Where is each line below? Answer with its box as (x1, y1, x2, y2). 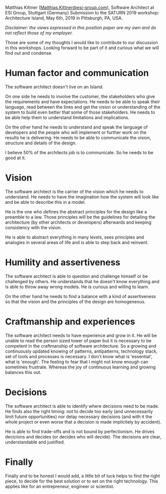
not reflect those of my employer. (5, 30, 73, 36)
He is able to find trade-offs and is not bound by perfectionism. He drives (5, 429, 155, 434)
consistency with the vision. (5, 225, 62, 231)
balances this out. (5, 369, 42, 375)
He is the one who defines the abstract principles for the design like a (5, 209, 147, 215)
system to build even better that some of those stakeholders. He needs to (5, 109, 155, 116)
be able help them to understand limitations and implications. (5, 115, 130, 121)
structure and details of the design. (5, 140, 77, 146)
